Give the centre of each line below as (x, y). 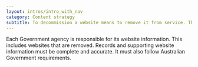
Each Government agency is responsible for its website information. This (94, 39)
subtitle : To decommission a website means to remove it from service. (96, 22)
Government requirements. (39, 58)
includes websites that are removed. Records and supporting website (90, 45)
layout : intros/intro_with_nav (44, 11)
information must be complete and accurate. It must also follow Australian (96, 52)
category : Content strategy (41, 17)
